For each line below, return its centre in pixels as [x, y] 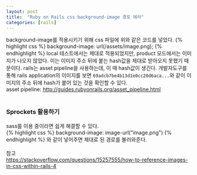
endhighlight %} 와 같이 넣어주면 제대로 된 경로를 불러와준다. [77, 139]
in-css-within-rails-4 [31, 166]
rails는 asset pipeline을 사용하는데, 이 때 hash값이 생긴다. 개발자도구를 [105, 68]
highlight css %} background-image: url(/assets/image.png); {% [84, 46]
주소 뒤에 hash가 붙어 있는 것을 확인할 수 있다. [75, 83]
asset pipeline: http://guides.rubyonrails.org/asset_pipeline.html [83, 89]
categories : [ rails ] [32, 22]
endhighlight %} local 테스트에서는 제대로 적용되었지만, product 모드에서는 [93, 53]
